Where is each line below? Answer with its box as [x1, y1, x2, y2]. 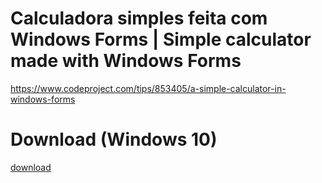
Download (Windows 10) [10, 128, 218, 151]
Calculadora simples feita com [10, 7, 268, 30]
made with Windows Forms [10, 50, 242, 72]
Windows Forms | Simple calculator [10, 28, 312, 51]
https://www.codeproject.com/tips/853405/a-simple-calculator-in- [10, 82, 287, 94]
